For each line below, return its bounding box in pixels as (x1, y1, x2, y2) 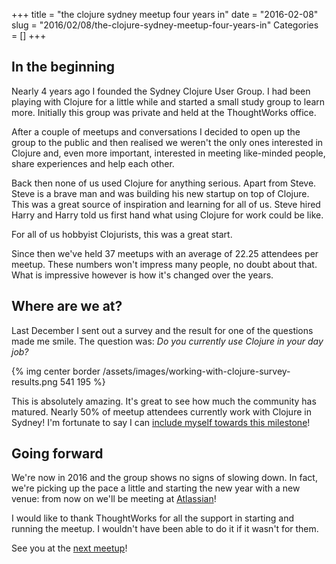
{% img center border (11, 365, 101, 377)
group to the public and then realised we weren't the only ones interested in (11, 136, 324, 148)
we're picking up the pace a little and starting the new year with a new (11, 482, 301, 494)
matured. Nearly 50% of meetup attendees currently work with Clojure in (11, 405, 312, 418)
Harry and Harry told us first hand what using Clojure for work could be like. (11, 209, 324, 221)
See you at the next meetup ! (11, 542, 128, 554)
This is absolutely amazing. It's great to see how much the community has (11, 395, 317, 407)
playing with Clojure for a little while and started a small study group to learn (11, 95, 326, 108)
